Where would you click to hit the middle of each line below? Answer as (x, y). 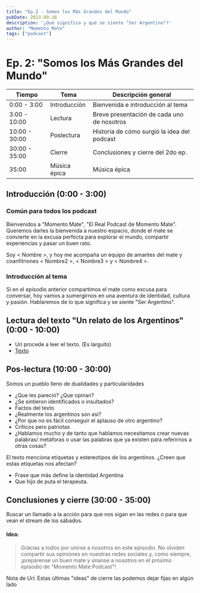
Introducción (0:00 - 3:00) (57, 194)
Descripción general (142, 95)
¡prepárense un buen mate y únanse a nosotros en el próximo (96, 560)
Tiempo (27, 95)
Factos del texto (35, 407)
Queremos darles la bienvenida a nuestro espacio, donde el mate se (90, 230)
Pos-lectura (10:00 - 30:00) (59, 369)
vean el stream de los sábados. (44, 520)
